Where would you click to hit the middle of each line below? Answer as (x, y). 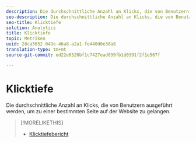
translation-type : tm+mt (36, 50)
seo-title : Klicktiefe (34, 22)
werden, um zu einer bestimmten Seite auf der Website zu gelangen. (88, 111)
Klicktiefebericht (49, 134)
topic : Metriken (26, 39)
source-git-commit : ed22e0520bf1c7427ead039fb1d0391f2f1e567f (83, 55)
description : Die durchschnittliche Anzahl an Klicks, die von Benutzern (98, 11)
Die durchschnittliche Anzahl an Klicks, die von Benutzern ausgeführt (90, 105)
